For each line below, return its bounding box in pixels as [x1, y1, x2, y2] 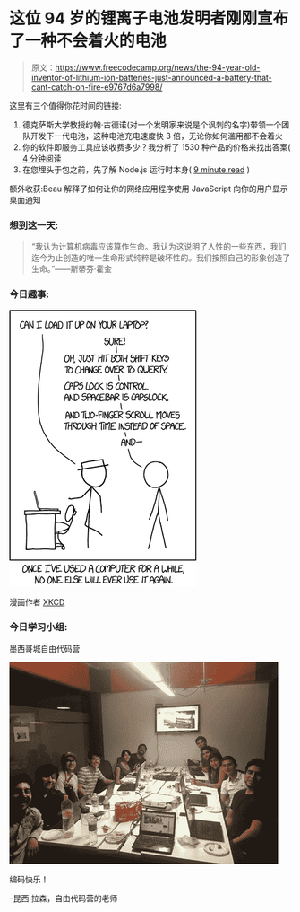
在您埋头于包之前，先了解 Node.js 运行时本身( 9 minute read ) [21, 163, 251, 175]
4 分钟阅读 [21, 153, 62, 163]
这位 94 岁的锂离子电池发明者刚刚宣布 [9, 8, 289, 29]
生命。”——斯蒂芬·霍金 [30, 264, 112, 275]
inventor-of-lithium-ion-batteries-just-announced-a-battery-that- [30, 72, 273, 83]
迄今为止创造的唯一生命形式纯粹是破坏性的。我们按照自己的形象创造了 [30, 252, 291, 263]
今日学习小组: [9, 621, 68, 634]
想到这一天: [9, 219, 59, 232]
